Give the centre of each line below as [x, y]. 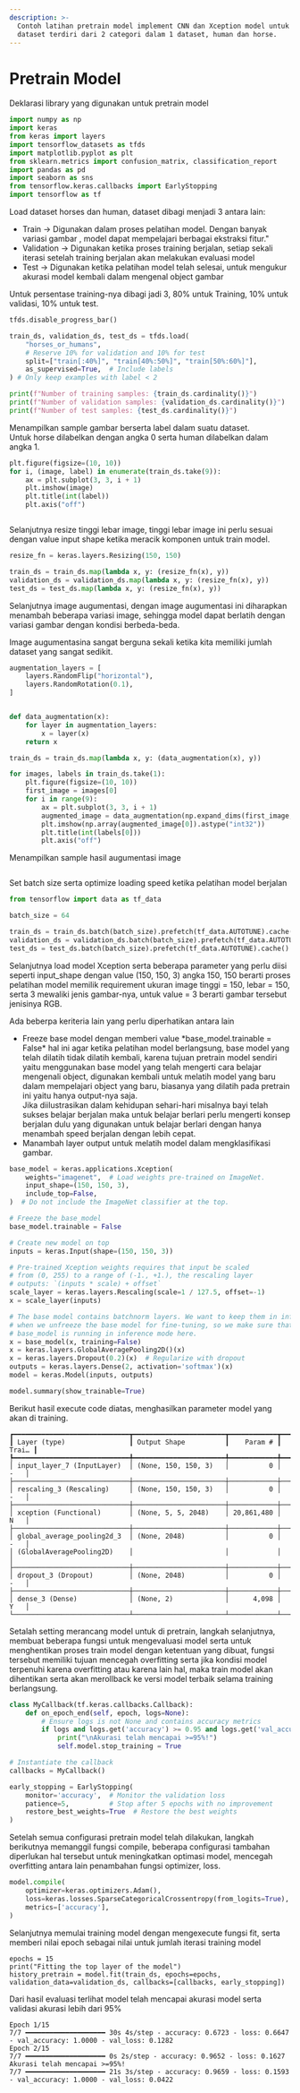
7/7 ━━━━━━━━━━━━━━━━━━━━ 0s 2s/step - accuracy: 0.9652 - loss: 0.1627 [147, 2056]
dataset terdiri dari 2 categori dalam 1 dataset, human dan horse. [147, 34]
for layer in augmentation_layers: [92, 725]
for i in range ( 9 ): [62, 799]
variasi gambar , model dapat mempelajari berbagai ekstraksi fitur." [146, 239]
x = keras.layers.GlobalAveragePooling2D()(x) [97, 1350]
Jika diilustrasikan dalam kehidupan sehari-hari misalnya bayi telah [145, 1105]
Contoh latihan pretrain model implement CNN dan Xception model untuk [154, 26]
